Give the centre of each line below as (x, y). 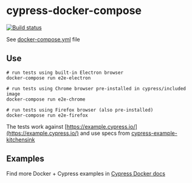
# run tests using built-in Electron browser (65, 73)
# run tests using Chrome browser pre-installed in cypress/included (96, 88)
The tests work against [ (36, 126)
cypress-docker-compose (74, 11)
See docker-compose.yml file (43, 39)
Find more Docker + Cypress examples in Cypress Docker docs (86, 173)
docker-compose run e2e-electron (49, 78)
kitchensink (21, 139)
